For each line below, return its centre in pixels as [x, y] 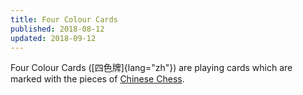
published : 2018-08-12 [57, 29]
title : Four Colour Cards [64, 19]
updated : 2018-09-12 [53, 38]
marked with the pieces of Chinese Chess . [97, 79]
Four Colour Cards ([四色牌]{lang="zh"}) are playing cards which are [151, 68]
